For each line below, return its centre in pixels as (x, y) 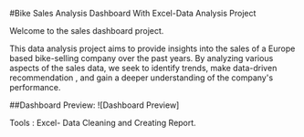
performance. (35, 87)
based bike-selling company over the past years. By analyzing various (142, 58)
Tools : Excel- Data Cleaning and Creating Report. (103, 123)
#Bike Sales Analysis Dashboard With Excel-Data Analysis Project (133, 13)
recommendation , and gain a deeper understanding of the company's (142, 78)
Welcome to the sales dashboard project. (87, 31)
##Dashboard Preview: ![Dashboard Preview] (94, 105)
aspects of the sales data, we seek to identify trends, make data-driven (143, 68)
